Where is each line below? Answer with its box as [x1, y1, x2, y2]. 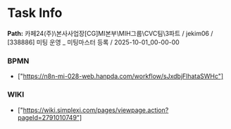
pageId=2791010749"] [17, 113, 82, 121]
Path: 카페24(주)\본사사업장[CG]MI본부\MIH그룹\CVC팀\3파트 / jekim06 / [7, 29, 213, 37]
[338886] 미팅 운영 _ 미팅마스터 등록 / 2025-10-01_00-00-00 [7, 37, 180, 47]
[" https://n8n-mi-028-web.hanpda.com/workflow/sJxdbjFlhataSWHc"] [17, 72, 224, 80]
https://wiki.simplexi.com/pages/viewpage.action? [23, 106, 169, 114]
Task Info [7, 5, 63, 21]
